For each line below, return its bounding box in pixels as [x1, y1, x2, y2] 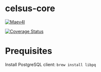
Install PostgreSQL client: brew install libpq [5, 61, 96, 67]
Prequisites [5, 46, 52, 56]
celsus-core [5, 3, 55, 14]
